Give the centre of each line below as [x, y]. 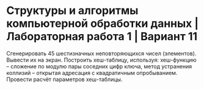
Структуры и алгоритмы [72, 11]
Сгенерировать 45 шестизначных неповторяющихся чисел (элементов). [101, 53]
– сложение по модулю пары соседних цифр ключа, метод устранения [99, 66]
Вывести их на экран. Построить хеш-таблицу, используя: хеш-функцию [101, 60]
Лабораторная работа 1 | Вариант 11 [102, 37]
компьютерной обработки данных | [103, 23]
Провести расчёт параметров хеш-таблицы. [64, 79]
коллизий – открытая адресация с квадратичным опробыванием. [92, 73]
